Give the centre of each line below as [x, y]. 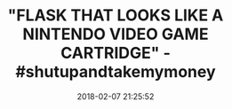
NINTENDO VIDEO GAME [116, 34]
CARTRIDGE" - [116, 53]
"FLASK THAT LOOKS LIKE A [116, 16]
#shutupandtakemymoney [116, 72]
